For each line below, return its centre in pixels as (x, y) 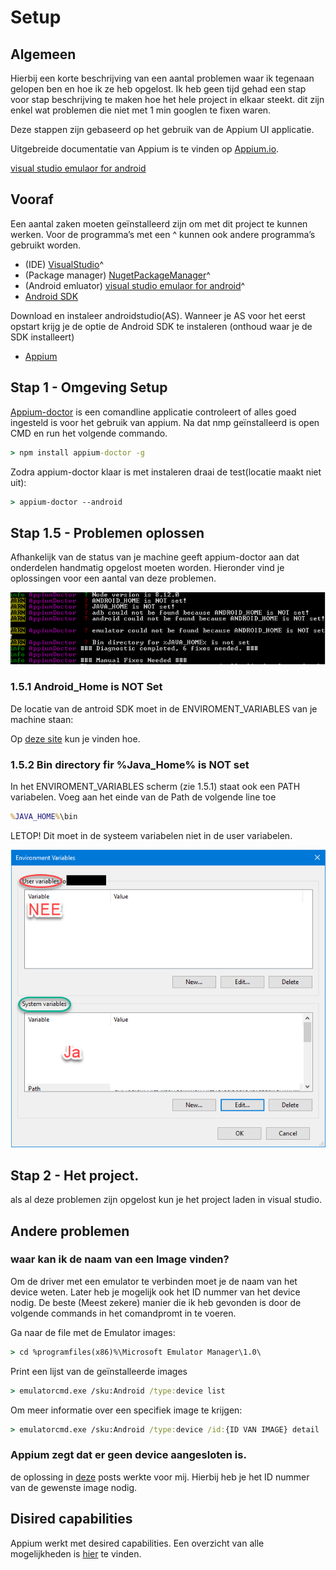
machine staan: (42, 719)
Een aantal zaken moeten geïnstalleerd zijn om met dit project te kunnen (159, 223)
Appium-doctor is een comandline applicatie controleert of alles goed (153, 412)
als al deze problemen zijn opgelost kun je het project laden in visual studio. (166, 1200)
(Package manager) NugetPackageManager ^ (117, 275)
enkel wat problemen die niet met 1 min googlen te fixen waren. (141, 110)
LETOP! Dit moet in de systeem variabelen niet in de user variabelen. (151, 835)
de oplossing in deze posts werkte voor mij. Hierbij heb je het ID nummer (160, 1477)
